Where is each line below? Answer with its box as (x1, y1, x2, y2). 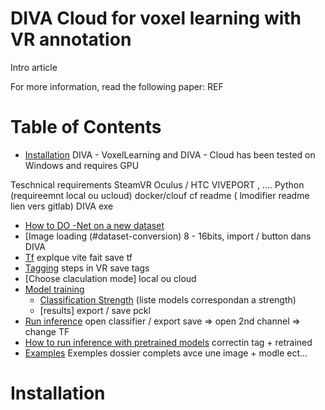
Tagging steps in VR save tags (24, 262, 150, 274)
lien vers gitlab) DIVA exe (10, 200, 114, 212)
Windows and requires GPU (24, 159, 140, 171)
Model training (24, 283, 85, 295)
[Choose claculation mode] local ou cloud (24, 272, 197, 284)
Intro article (10, 61, 58, 73)
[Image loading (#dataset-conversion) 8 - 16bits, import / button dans (24, 230, 312, 242)
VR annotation (10, 28, 132, 51)
